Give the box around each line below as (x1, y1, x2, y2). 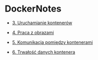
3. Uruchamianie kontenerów (12, 20, 73, 26)
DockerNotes (5, 3, 62, 15)
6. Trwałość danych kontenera (12, 49, 75, 55)
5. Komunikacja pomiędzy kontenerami (12, 39, 93, 45)
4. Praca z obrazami (12, 29, 54, 35)
